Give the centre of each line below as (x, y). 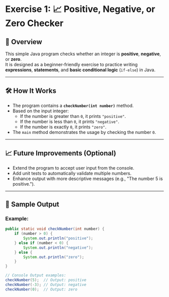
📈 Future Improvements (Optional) (61, 153)
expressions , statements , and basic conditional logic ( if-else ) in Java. (80, 70)
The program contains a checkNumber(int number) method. (73, 105)
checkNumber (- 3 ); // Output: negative (46, 284)
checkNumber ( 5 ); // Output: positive (46, 280)
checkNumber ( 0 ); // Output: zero (41, 289)
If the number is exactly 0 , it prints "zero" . (63, 127)
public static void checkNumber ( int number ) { (55, 229)
